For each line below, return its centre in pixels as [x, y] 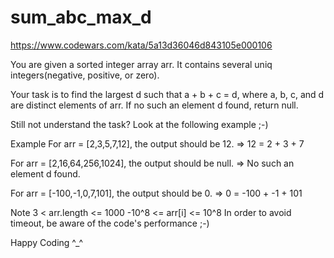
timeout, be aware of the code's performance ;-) [110, 223]
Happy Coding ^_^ [46, 242]
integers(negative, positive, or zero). [85, 75]
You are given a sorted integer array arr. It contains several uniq [141, 64]
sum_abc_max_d [81, 17]
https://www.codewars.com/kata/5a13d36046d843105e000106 [141, 45]
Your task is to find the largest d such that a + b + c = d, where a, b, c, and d [167, 94]
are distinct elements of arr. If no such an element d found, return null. [154, 105]
